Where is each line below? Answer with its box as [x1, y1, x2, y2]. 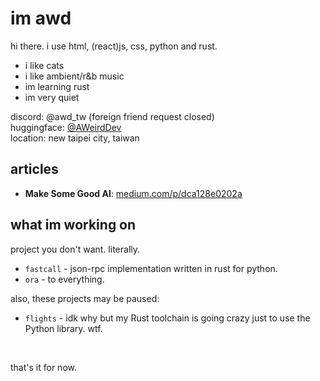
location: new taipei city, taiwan [10, 132, 140, 144]
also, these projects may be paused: [10, 292, 160, 304]
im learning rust [24, 80, 90, 92]
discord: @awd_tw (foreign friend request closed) [10, 110, 215, 122]
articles [10, 161, 59, 178]
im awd [10, 7, 72, 30]
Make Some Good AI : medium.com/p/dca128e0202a [24, 187, 243, 199]
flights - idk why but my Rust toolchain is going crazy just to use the [24, 312, 311, 324]
